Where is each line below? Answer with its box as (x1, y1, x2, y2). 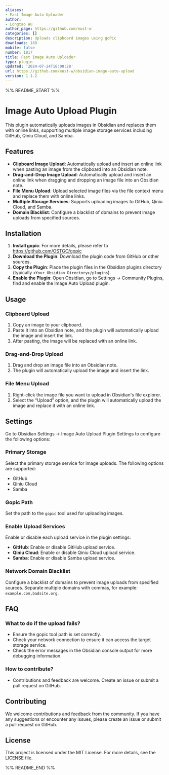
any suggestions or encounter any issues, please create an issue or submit (5, 716, 161, 722)
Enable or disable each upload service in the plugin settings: (5, 534, 131, 540)
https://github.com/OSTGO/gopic (12, 248, 82, 254)
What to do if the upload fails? (5, 620, 80, 627)
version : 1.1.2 (5, 73, 37, 79)
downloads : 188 (5, 41, 37, 46)
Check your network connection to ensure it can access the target (12, 637, 151, 643)
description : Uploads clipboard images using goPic (5, 36, 116, 41)
